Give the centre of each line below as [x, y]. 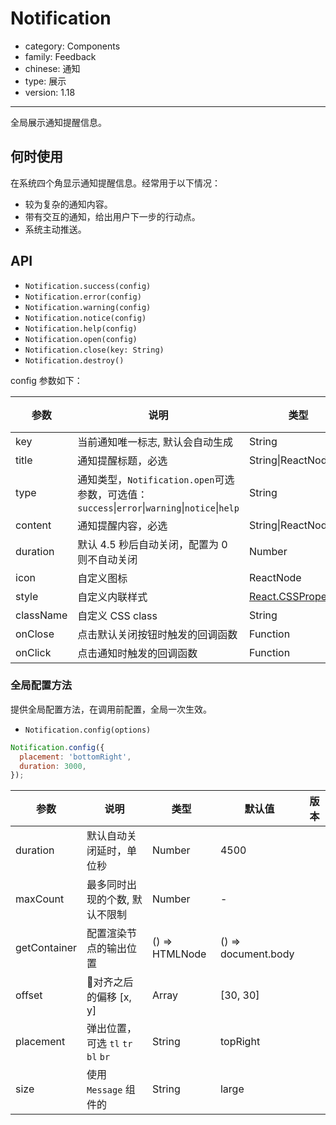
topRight [240, 1042]
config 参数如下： [46, 380]
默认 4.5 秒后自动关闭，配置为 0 [152, 544]
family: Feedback [60, 56]
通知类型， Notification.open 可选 [156, 479]
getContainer [46, 948]
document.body [257, 954]
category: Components [72, 46]
